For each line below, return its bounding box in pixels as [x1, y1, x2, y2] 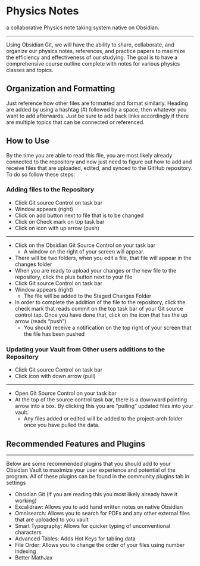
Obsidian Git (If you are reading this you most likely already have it [14, 490, 177, 497]
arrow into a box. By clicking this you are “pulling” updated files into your [14, 403, 193, 410]
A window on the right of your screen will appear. [23, 248, 145, 255]
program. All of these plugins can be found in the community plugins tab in [6, 472, 189, 480]
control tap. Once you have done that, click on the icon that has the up [14, 311, 187, 318]
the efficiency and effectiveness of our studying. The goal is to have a [6, 54, 178, 61]
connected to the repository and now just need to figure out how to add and [6, 158, 192, 165]
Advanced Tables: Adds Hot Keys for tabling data [14, 535, 136, 542]
